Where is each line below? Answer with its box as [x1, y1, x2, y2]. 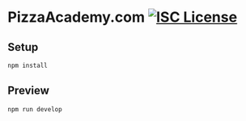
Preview [7, 84, 50, 98]
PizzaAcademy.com [7, 8, 146, 27]
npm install [7, 61, 48, 69]
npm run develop [7, 105, 62, 113]
